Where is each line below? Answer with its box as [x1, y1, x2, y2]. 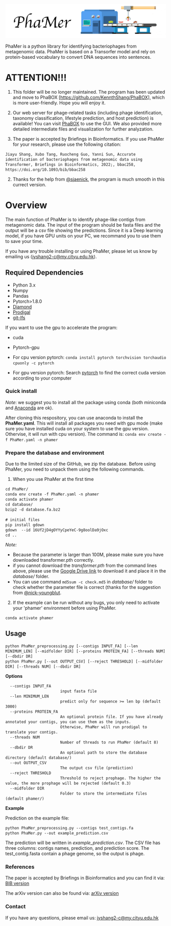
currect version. [12, 181, 46, 188]
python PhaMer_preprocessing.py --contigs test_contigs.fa [5, 825, 134, 830]
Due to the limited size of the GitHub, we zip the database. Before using [5, 461, 156, 467]
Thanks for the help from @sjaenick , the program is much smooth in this [12, 176, 165, 182]
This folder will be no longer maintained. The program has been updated [12, 89, 165, 95]
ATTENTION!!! [5, 72, 67, 83]
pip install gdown [5, 522, 44, 528]
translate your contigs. [5, 730, 58, 735]
